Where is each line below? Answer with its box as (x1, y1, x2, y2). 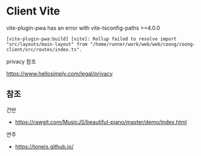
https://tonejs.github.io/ (14, 143, 74, 150)
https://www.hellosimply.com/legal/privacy (6, 70, 113, 77)
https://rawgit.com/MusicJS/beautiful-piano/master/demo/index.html (14, 118, 187, 125)
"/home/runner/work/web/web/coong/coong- (89, 41, 196, 47)
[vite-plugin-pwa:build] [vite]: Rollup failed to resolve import (6, 36, 177, 42)
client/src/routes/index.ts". (6, 47, 83, 53)
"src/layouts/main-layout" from (6, 41, 88, 47)
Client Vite (6, 4, 60, 18)
